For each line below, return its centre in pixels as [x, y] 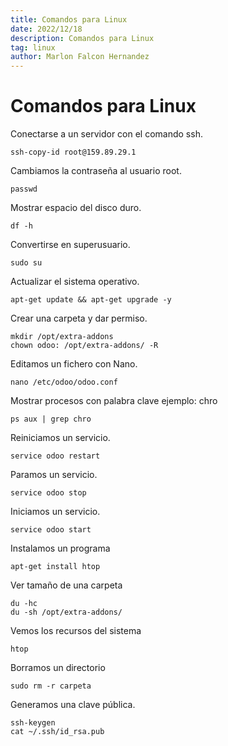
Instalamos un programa [60, 548]
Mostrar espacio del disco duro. [76, 208]
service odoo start [51, 530]
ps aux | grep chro [51, 419]
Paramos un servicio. [54, 475]
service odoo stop [48, 493]
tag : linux [33, 47]
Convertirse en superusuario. [70, 245]
